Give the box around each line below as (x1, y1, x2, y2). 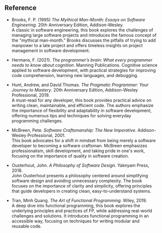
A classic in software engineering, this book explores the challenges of (11, 27, 153, 33)
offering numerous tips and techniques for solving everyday (11, 112, 131, 118)
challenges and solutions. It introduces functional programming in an (11, 213, 149, 218)
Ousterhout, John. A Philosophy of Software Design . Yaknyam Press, (11, 162, 149, 168)
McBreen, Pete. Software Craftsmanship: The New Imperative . (11, 127, 137, 133)
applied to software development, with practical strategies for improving (11, 67, 156, 73)
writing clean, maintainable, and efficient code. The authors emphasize (11, 102, 154, 108)
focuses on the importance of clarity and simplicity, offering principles (11, 183, 152, 188)
